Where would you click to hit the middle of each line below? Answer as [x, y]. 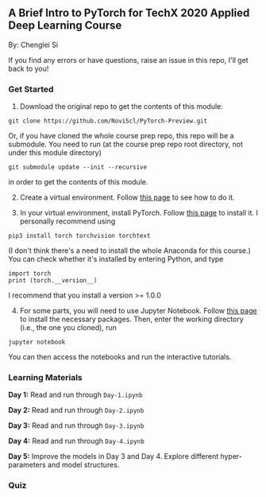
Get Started [31, 89]
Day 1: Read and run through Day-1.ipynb [75, 395]
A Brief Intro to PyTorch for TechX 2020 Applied [129, 13]
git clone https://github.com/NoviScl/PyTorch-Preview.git [108, 121]
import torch [30, 274]
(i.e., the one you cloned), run [68, 328]
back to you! [29, 68]
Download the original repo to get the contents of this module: [121, 107]
